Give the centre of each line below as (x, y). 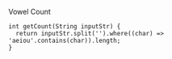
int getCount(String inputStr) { (65, 27)
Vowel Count (29, 12)
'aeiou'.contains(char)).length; (65, 40)
